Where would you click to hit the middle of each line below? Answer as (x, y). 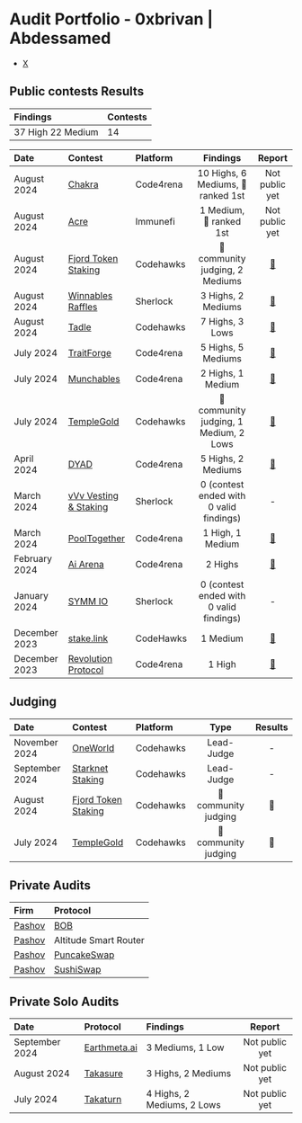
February (33, 558)
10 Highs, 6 (222, 173)
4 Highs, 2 (168, 1094)
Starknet (90, 768)
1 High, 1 (222, 532)
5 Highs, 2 (222, 459)
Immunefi (155, 221)
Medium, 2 (222, 432)
